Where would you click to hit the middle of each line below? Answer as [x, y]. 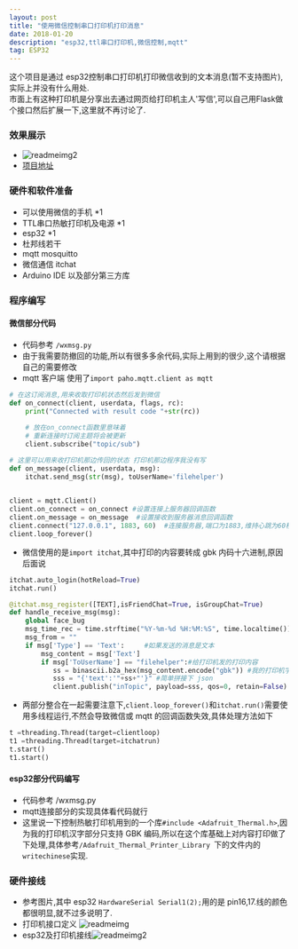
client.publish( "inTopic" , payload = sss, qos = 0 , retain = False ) [170, 687]
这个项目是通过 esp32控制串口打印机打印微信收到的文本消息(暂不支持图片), [146, 77]
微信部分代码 [32, 323]
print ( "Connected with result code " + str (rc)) [113, 411]
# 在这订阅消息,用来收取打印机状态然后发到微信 [85, 395]
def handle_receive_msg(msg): [65, 613]
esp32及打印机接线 [57, 935]
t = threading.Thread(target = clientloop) [85, 733]
